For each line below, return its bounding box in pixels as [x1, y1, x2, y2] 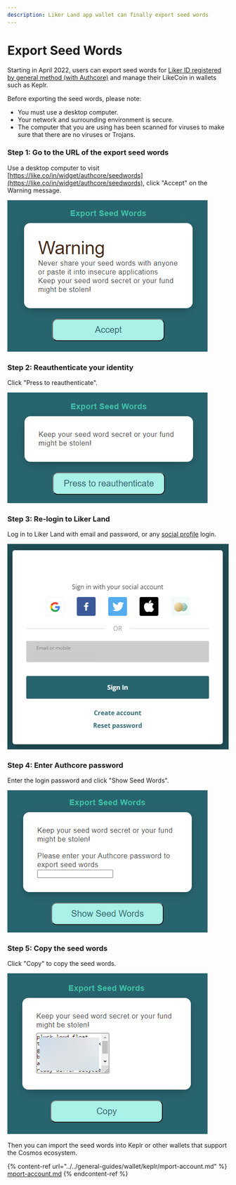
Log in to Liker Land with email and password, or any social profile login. [7, 530, 216, 539]
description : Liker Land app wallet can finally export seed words [7, 11, 209, 18]
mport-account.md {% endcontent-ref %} [7, 1170, 129, 1178]
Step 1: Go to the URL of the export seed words [7, 148, 169, 157]
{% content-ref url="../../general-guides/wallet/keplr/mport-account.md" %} [7, 1163, 228, 1171]
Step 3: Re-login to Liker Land [7, 514, 110, 524]
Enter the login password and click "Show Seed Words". [7, 776, 169, 785]
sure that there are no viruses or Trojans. [17, 130, 136, 138]
